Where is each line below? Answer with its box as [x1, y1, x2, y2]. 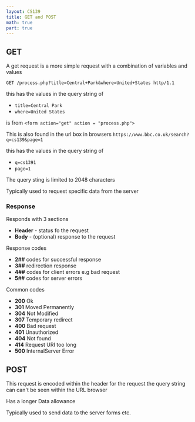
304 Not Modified [14, 310, 59, 317]
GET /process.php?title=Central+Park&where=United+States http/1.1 [6, 80, 175, 86]
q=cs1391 [14, 160, 36, 166]
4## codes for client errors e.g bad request [14, 269, 120, 276]
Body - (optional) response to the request [14, 233, 116, 240]
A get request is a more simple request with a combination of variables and [6, 62, 188, 69]
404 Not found [14, 335, 51, 342]
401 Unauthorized [14, 329, 59, 336]
